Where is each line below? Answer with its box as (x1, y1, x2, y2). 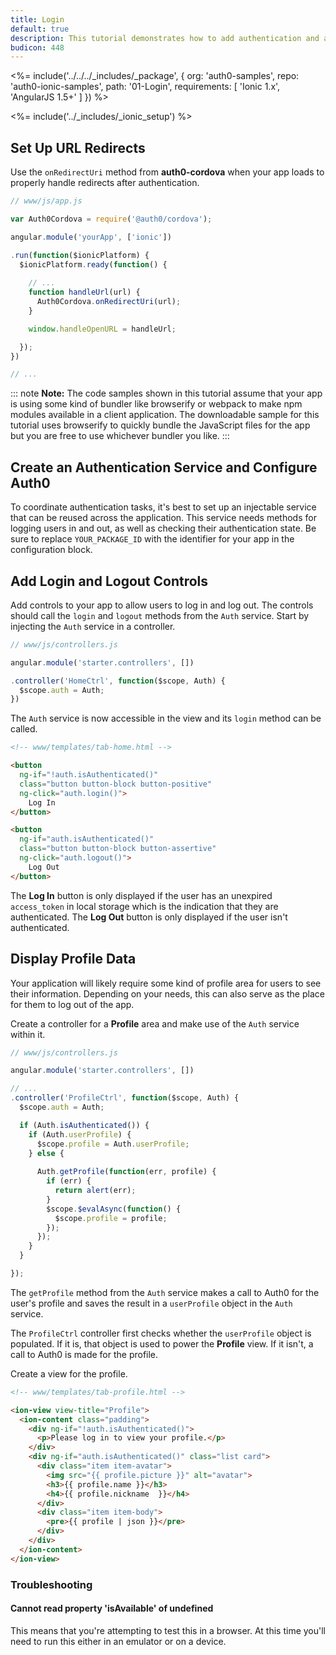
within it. (10, 1028, 46, 1040)
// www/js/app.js (10, 196, 83, 206)
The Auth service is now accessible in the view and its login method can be (10, 712, 322, 725)
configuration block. (10, 544, 93, 556)
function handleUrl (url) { (28, 287, 141, 298)
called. (10, 723, 38, 735)
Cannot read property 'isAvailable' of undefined (10, 1602, 214, 1615)
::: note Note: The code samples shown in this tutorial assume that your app (10, 387, 323, 400)
